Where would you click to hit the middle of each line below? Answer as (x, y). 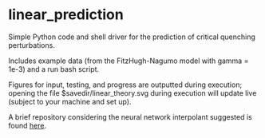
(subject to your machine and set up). (70, 101)
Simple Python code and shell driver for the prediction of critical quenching (132, 37)
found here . (27, 125)
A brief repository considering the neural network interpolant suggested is (131, 116)
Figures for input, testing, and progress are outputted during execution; (125, 85)
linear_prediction (66, 15)
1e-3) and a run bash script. (54, 69)
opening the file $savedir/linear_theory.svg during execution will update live (132, 93)
